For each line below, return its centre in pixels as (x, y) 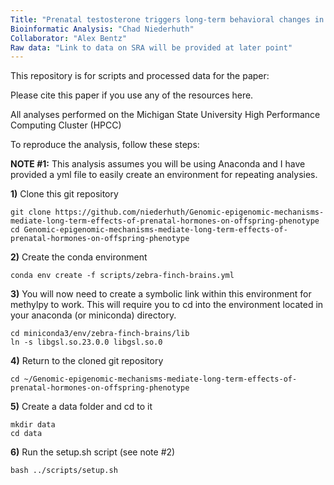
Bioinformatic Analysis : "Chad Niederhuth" (102, 29)
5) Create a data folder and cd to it (81, 407)
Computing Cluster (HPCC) (66, 125)
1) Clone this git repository (64, 194)
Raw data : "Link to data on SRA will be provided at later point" (151, 47)
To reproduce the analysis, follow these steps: (105, 145)
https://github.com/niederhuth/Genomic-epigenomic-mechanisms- (189, 212)
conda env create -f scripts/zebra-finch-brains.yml (122, 276)
